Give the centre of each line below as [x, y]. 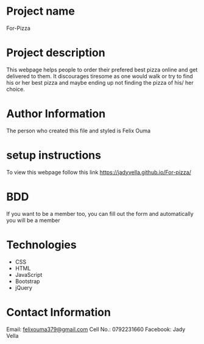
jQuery [23, 287]
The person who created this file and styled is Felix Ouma [79, 131]
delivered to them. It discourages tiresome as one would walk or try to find [100, 76]
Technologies [42, 245]
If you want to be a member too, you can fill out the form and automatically [100, 213]
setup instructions [54, 155]
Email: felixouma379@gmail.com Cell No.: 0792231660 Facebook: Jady [96, 329]
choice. [16, 89]
